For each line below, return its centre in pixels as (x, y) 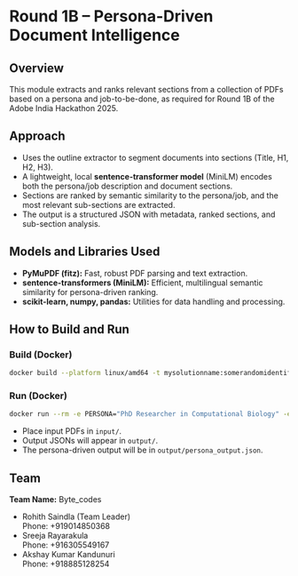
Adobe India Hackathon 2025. (64, 108)
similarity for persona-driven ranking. (90, 292)
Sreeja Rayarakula (55, 536)
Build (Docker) (41, 355)
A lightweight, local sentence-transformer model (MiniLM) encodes (147, 176)
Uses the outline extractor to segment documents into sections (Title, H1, (155, 157)
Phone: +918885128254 (66, 564)
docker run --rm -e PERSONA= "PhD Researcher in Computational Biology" (144, 414)
